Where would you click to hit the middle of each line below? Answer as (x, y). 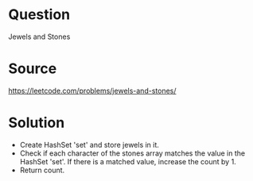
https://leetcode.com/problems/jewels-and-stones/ (92, 90)
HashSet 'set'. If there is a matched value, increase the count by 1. (128, 161)
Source (33, 69)
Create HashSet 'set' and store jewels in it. (89, 144)
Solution (37, 123)
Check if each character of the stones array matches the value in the (132, 153)
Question (39, 15)
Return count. (42, 170)
